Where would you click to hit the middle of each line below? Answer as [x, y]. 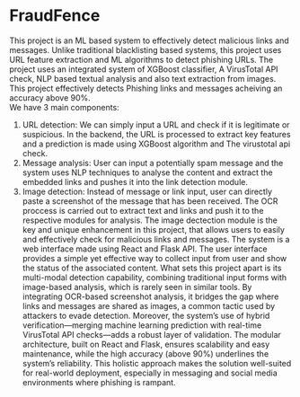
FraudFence [55, 16]
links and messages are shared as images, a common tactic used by [149, 305]
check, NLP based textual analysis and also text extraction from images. [143, 78]
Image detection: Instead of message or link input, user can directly [147, 191]
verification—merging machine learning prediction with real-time [142, 325]
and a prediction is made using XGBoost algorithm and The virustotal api [156, 144]
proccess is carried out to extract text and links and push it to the [143, 210]
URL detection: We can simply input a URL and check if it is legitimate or [156, 124]
